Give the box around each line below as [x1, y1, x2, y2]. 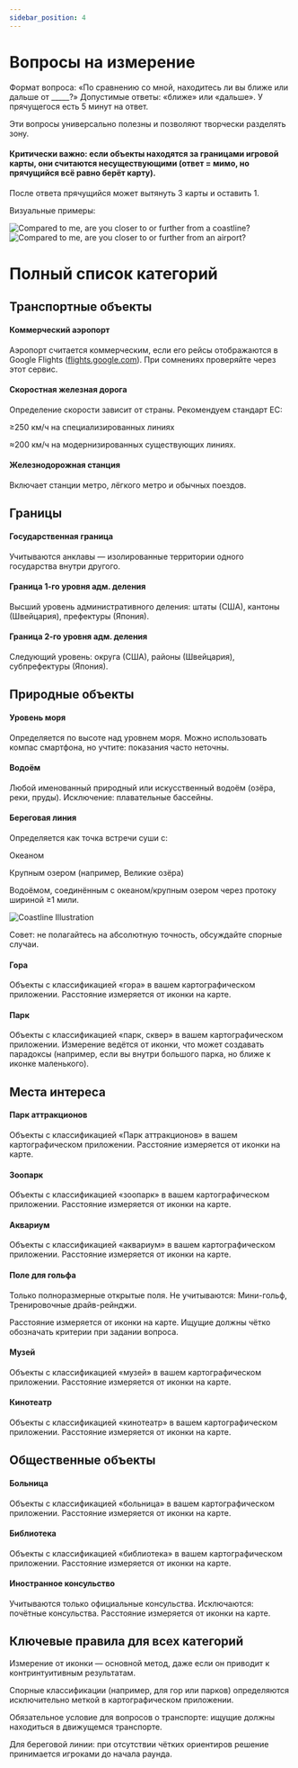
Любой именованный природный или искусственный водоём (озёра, [9, 782, 276, 793]
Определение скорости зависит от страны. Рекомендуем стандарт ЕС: [9, 404, 283, 415]
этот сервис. [9, 364, 58, 374]
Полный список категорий [9, 263, 218, 284]
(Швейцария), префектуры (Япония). [9, 610, 150, 621]
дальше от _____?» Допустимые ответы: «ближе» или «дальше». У [9, 91, 263, 102]
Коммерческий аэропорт [9, 324, 110, 335]
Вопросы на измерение [9, 51, 196, 72]
